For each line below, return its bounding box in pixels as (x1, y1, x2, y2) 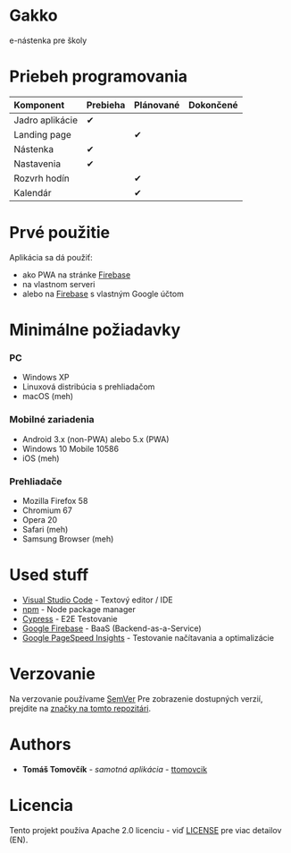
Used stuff (9, 565, 89, 585)
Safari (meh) (21, 524, 69, 534)
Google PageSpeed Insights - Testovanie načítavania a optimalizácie (21, 632, 275, 643)
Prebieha (86, 98, 126, 111)
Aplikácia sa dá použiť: (9, 252, 93, 262)
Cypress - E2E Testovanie (21, 613, 118, 624)
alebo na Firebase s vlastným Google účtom (21, 288, 185, 299)
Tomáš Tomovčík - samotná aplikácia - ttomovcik (21, 763, 208, 774)
